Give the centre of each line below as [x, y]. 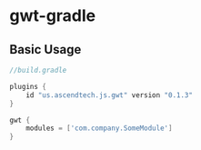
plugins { [28, 86]
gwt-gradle [53, 16]
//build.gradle [38, 70]
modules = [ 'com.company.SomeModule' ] [99, 128]
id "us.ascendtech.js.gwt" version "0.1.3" [110, 95]
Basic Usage [45, 50]
